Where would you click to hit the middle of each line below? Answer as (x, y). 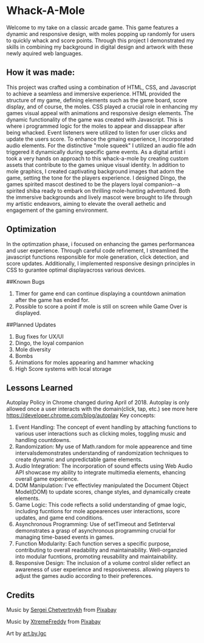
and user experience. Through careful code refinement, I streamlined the (97, 250)
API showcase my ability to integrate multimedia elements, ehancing (100, 473)
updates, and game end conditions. (59, 518)
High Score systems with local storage (63, 368)
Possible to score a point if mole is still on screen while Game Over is (101, 306)
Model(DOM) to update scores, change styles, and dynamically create (103, 492)
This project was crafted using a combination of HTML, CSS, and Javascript (101, 87)
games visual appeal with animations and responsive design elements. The (100, 113)
